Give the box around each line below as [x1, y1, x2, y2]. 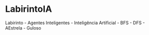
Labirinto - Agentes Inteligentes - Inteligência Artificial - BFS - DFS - [5, 20, 146, 26]
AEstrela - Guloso [5, 25, 41, 31]
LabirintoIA [5, 3, 52, 15]
